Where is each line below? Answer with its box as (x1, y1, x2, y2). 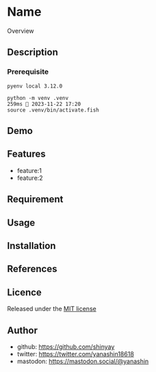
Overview (7, 27, 34, 35)
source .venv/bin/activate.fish (7, 107, 99, 114)
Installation (7, 240, 56, 252)
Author (7, 324, 38, 336)
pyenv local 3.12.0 (7, 83, 63, 90)
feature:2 (16, 174, 43, 182)
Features (7, 148, 46, 160)
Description (7, 46, 58, 58)
